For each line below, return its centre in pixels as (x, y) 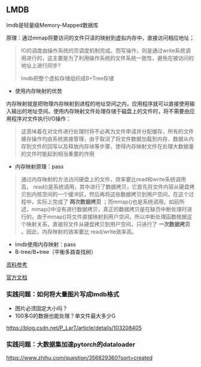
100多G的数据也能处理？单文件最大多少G (65, 316)
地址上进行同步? (41, 65)
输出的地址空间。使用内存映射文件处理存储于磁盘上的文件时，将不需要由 (100, 111)
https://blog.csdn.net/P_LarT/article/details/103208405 (74, 328)
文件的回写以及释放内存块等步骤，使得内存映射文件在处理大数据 (110, 146)
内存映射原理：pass (39, 166)
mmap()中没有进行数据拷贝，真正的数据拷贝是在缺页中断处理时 (109, 209)
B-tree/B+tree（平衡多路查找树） (56, 251)
